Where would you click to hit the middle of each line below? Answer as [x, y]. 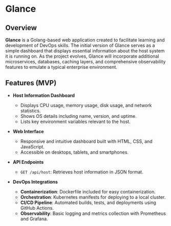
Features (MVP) [31, 83]
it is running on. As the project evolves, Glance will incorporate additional [82, 56]
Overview [21, 28]
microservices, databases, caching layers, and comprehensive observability [85, 61]
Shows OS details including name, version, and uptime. [78, 116]
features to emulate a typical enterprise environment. [61, 67]
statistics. [30, 111]
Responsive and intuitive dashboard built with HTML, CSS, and [86, 141]
